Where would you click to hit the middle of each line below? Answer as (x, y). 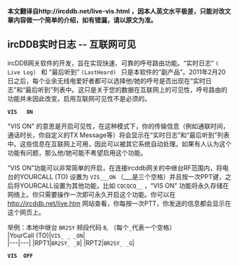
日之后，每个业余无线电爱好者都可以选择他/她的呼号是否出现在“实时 (107, 80)
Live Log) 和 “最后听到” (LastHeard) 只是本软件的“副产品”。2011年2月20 (117, 72)
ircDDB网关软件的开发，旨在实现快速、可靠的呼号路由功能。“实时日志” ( (113, 63)
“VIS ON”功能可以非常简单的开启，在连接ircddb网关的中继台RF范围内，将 (115, 168)
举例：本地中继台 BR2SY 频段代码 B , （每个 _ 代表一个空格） (91, 227)
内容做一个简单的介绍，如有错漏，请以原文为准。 (85, 20)
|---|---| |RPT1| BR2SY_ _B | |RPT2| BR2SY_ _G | (71, 243)
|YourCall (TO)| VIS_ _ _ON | (46, 235)
